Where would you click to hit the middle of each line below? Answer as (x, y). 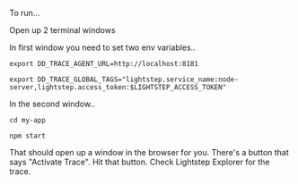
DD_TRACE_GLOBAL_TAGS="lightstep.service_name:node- (138, 79)
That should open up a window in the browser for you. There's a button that (149, 152)
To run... (25, 13)
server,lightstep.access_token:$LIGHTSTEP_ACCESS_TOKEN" (118, 88)
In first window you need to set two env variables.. (102, 47)
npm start (28, 136)
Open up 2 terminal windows (62, 30)
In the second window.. (52, 104)
